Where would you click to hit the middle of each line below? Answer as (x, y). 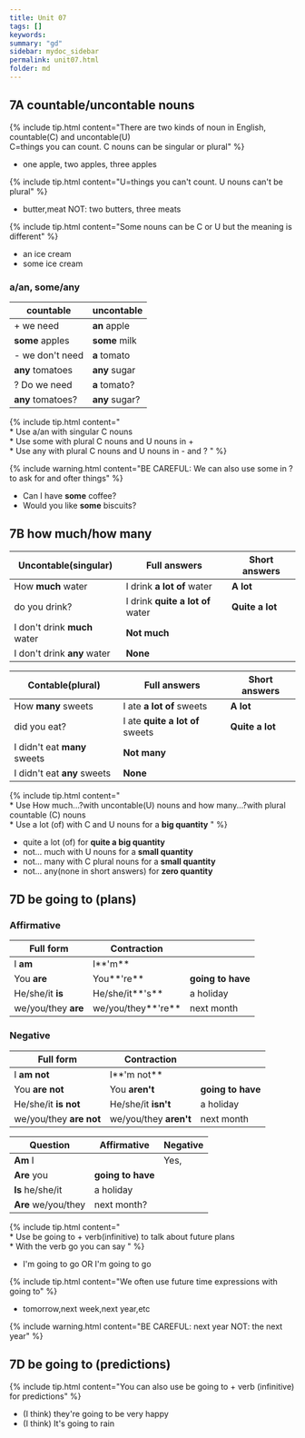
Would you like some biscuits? (79, 505)
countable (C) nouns (48, 815)
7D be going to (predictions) (90, 1365)
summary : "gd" (36, 43)
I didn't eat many (50, 747)
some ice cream (53, 263)
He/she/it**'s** (128, 994)
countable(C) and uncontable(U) (70, 136)
